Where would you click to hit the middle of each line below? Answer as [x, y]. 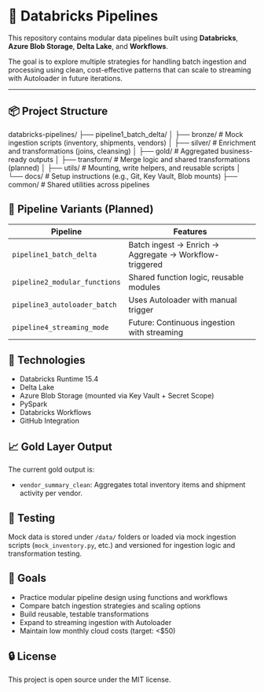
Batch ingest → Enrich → [174, 245]
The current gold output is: [51, 470]
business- [236, 151]
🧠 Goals [27, 578]
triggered [146, 265]
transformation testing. [45, 553]
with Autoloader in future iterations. [66, 78]
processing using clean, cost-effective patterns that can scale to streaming [130, 69]
